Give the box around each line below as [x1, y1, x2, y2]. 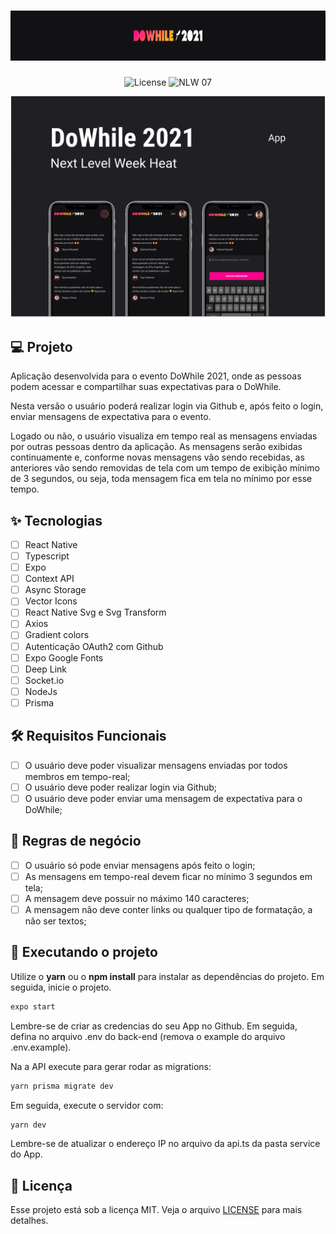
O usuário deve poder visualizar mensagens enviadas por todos [24, 759, 288, 771]
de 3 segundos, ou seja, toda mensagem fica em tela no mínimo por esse [10, 473, 313, 485]
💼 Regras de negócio [10, 833, 142, 850]
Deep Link [24, 663, 67, 675]
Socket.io [24, 674, 65, 686]
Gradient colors [24, 629, 90, 641]
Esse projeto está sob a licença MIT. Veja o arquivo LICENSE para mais [10, 1204, 303, 1216]
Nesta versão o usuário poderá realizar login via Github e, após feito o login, [10, 400, 324, 412]
